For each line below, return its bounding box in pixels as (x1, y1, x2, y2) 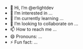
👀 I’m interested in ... (10, 10, 53, 16)
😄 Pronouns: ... (10, 33, 43, 39)
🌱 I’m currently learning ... (10, 15, 64, 21)
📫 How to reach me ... (10, 26, 57, 32)
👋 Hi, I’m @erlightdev (10, 5, 54, 10)
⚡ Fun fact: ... (10, 39, 38, 45)
